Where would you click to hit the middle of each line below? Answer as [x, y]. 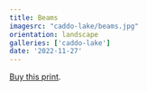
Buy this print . [35, 77]
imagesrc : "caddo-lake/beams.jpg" [74, 26]
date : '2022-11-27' [46, 51]
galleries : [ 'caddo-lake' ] [60, 43]
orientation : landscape [54, 34]
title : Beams [34, 18]
